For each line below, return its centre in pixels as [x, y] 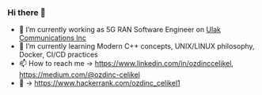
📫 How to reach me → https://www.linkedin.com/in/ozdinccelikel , [126, 64]
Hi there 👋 [27, 13]
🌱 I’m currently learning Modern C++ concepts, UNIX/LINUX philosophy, [137, 46]
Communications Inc [52, 38]
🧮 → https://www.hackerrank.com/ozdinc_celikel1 [99, 83]
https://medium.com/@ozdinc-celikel [79, 75]
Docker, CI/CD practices [58, 55]
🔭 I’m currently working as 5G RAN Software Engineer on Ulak [120, 30]
